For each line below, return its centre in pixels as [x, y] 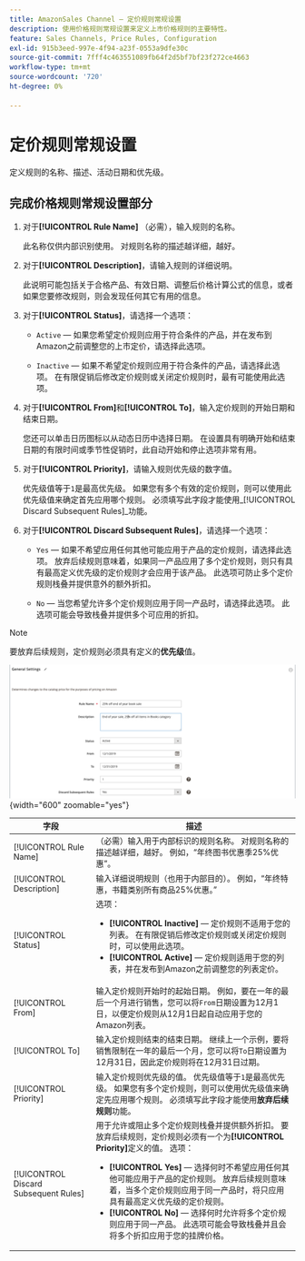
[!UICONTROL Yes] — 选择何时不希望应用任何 [196, 1167]
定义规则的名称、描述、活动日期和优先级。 [89, 172]
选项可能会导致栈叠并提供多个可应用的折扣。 [120, 615]
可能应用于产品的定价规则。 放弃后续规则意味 [202, 1178]
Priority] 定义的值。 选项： [145, 1147]
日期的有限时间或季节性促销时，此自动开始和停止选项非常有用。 [142, 449]
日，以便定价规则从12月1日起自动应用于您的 [179, 1014]
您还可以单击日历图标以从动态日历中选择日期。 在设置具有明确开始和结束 [159, 439]
